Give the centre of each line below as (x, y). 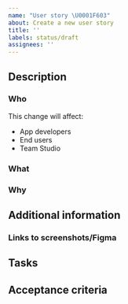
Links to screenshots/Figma (62, 237)
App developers (45, 132)
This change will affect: (46, 116)
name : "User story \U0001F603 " (59, 15)
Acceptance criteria (58, 289)
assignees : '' (31, 45)
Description (37, 77)
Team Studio (40, 148)
